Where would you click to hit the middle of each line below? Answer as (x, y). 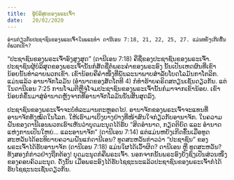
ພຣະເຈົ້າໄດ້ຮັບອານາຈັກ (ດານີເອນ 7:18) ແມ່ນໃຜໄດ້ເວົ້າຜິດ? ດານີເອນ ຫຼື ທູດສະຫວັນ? (115, 146)
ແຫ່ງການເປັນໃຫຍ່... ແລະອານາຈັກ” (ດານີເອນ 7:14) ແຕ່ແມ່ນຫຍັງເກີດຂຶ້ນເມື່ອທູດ (109, 132)
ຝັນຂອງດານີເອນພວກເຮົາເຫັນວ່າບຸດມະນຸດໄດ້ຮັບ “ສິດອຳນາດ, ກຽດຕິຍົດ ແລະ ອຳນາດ (115, 124)
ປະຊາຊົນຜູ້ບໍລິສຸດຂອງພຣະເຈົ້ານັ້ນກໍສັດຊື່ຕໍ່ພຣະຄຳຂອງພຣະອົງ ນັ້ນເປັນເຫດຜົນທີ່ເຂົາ (112, 66)
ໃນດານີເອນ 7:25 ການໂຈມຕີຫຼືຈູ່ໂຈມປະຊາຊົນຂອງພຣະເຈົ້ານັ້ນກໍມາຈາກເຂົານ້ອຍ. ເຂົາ (114, 88)
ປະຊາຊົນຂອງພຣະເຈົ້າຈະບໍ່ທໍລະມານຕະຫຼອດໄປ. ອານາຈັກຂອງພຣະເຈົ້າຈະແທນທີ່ (108, 109)
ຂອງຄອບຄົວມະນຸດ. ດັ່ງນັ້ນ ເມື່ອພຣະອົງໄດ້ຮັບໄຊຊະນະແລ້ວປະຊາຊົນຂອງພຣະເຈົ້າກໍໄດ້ (115, 161)
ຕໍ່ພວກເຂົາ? (19, 46)
